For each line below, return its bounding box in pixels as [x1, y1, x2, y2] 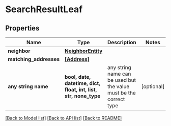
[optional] [141, 83, 165, 90]
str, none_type [64, 92, 101, 100]
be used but [107, 77, 136, 83]
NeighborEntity [64, 47, 103, 54]
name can [107, 70, 131, 77]
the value [107, 83, 130, 90]
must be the [107, 89, 136, 96]
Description [107, 39, 136, 46]
